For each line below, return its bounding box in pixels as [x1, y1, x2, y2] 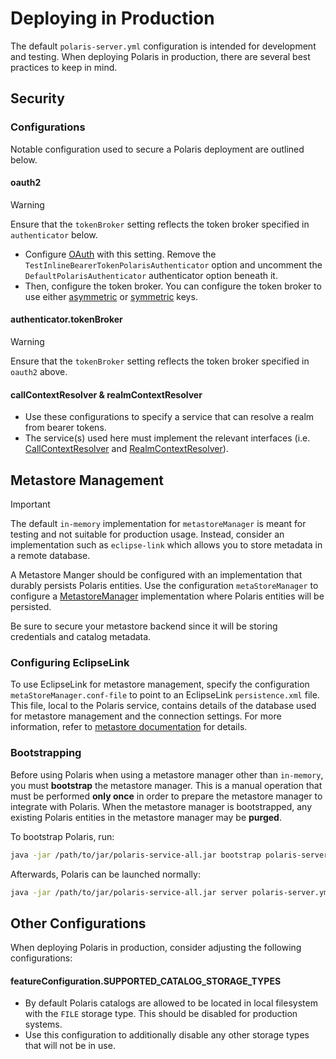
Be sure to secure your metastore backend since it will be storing [10, 620, 278, 632]
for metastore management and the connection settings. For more [10, 710, 282, 722]
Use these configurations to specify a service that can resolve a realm [24, 411, 315, 423]
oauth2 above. [10, 366, 68, 378]
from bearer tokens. [24, 422, 107, 434]
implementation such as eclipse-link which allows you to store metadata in [10, 539, 323, 551]
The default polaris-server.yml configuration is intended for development [10, 40, 317, 52]
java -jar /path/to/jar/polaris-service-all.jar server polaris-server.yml [10, 887, 333, 897]
